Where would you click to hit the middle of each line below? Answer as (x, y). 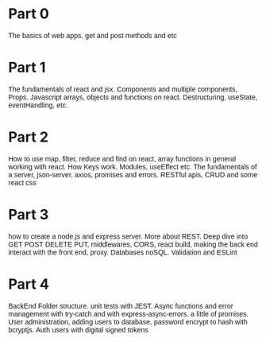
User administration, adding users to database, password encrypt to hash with (128, 322)
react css (23, 183)
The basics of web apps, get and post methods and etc (93, 35)
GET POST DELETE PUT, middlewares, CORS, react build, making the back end (133, 244)
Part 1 (27, 68)
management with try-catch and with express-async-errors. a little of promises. (128, 314)
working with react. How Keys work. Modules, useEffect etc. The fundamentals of (133, 167)
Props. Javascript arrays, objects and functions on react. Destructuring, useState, (133, 97)
